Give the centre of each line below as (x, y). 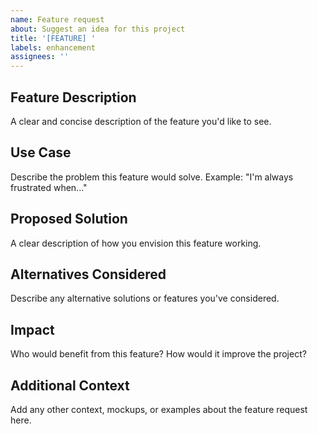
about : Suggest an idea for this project (98, 29)
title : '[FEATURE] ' (53, 38)
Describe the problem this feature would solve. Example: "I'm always (152, 177)
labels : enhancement (53, 47)
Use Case (41, 152)
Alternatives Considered (88, 274)
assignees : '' (40, 57)
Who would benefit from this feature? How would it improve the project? (158, 354)
